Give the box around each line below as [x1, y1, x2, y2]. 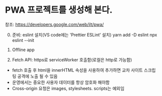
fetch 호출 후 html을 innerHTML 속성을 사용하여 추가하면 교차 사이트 [12, 67, 143, 73]
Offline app [12, 47, 35, 53]
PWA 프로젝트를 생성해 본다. [5, 4, 113, 16]
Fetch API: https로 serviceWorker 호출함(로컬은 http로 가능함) [12, 57, 132, 62]
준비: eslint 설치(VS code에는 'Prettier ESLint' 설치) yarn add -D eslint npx [12, 32, 157, 38]
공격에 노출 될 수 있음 [17, 73, 58, 79]
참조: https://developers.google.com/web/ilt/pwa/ [5, 21, 104, 27]
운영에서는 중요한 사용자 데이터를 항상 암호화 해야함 [12, 79, 110, 85]
